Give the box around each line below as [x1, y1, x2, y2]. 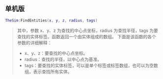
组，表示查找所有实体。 [24, 68, 72, 75]
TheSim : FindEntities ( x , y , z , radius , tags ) [5, 18, 98, 23]
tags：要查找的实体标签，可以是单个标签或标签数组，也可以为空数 [24, 62, 159, 68]
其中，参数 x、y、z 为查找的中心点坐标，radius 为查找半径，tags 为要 [17, 27, 159, 33]
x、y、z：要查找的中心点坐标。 [24, 50, 88, 56]
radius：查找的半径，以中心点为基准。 [24, 56, 102, 62]
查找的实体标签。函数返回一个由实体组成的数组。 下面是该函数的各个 [17, 33, 156, 39]
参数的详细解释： [17, 40, 52, 46]
